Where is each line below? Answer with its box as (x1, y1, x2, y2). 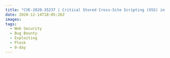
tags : (5, 21, 17, 27)
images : (5, 17, 22, 22)
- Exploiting (10, 36, 38, 41)
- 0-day (10, 45, 26, 50)
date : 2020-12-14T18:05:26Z (5, 12, 65, 17)
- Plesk (10, 40, 26, 45)
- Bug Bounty (10, 31, 38, 36)
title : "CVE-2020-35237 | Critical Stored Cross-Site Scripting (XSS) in (5, 7, 165, 13)
